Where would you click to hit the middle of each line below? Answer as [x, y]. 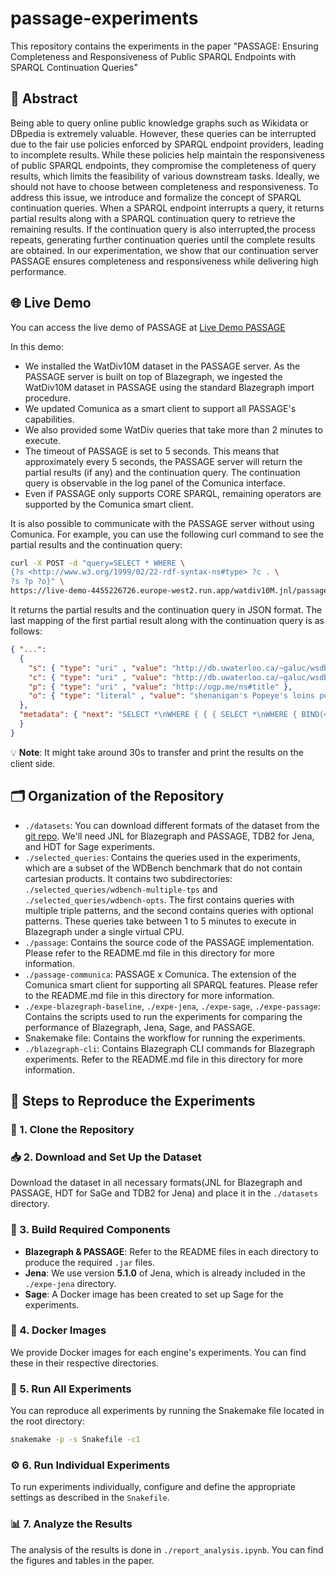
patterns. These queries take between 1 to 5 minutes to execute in [160, 921]
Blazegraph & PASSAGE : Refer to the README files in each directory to [171, 1251]
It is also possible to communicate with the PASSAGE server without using [162, 523]
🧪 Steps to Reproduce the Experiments [133, 1101]
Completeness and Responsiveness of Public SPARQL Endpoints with [153, 56]
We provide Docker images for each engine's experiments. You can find [158, 1352]
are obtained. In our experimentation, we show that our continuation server [164, 250]
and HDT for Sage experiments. [89, 846]
